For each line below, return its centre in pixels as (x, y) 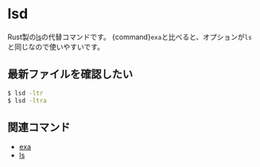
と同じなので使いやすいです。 (56, 47)
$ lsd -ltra (27, 100)
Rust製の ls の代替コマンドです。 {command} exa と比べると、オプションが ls (130, 37)
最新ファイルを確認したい (70, 74)
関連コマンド (39, 127)
